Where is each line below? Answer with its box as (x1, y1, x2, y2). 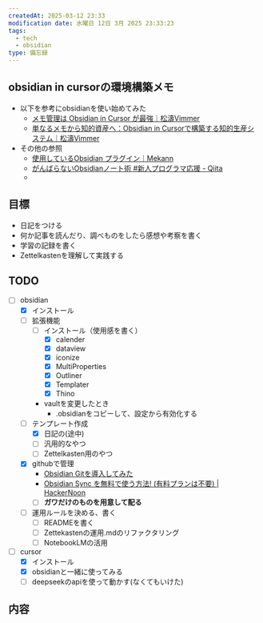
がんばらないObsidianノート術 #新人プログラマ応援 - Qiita (31, 163, 223, 173)
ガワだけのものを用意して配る (43, 497, 142, 507)
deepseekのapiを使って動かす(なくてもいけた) (31, 577, 184, 586)
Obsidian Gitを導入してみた (43, 469, 133, 479)
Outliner (55, 370, 82, 380)
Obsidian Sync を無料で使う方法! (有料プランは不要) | (43, 479, 220, 488)
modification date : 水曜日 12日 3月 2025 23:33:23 (8, 19, 174, 27)
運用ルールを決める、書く (31, 508, 117, 517)
